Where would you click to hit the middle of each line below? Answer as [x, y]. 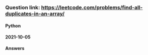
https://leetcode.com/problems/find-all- [92, 7]
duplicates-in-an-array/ [35, 13]
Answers [15, 48]
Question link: [23, 7]
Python [13, 25]
